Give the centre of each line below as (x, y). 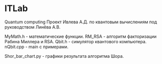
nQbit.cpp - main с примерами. (37, 47)
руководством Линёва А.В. (33, 27)
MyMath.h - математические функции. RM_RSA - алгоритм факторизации (81, 36)
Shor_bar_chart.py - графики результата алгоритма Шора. (64, 56)
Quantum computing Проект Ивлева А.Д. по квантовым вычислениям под (81, 22)
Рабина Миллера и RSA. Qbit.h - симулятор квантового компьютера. (76, 41)
